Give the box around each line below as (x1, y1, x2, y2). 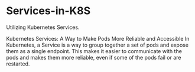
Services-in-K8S (6, 4, 90, 18)
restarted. (6, 60, 30, 67)
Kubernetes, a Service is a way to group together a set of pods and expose (6, 41, 189, 48)
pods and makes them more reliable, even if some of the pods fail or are (6, 54, 181, 61)
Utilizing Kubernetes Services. (6, 24, 80, 31)
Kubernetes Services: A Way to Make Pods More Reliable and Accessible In (6, 35, 190, 42)
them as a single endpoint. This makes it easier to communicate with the (6, 47, 182, 54)
